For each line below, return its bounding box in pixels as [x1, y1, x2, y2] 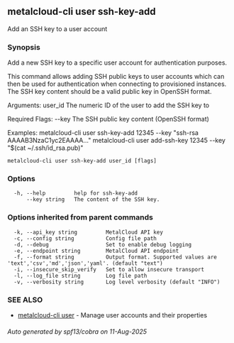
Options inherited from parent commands [7, 212, 154, 222]
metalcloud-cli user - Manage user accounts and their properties [17, 311, 208, 319]
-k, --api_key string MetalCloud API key [13, 229, 163, 236]
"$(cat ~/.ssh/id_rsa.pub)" [7, 143, 84, 152]
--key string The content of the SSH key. [26, 196, 160, 203]
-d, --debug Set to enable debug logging [13, 241, 192, 248]
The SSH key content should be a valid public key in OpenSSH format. [7, 87, 212, 96]
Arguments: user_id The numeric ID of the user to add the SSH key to [7, 101, 210, 109]
